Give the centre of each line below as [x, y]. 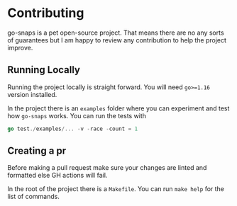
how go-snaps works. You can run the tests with [77, 115]
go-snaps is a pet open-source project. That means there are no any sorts [116, 33]
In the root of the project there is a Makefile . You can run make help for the [116, 189]
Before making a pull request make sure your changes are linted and [107, 168]
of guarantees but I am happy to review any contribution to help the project [117, 40]
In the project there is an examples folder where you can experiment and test [118, 108]
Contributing [46, 13]
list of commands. [34, 197]
